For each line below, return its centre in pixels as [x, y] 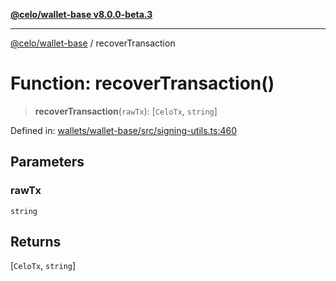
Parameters [47, 162]
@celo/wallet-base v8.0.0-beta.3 [81, 14]
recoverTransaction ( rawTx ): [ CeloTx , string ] [126, 111]
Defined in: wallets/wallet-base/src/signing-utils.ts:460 [124, 130]
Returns [36, 242]
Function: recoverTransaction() [142, 83]
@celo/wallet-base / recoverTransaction [93, 43]
